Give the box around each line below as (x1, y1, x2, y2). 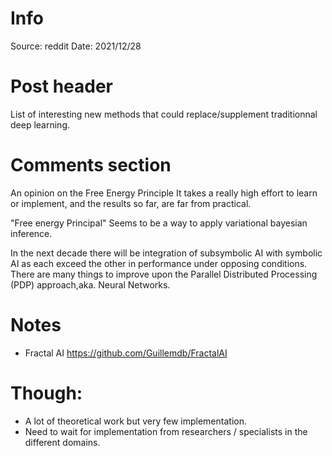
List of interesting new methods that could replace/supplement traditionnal (10, 108, 318, 120)
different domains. (24, 436, 101, 448)
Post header (10, 75, 114, 98)
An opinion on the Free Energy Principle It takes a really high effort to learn (10, 187, 318, 199)
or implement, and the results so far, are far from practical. (10, 197, 252, 209)
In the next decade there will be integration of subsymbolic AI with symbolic (10, 247, 323, 259)
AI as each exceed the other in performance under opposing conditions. (10, 257, 308, 269)
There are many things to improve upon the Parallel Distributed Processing (10, 268, 318, 280)
